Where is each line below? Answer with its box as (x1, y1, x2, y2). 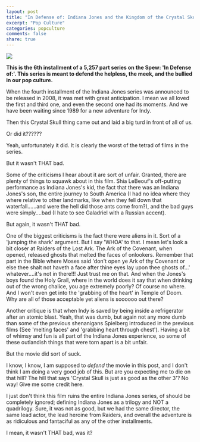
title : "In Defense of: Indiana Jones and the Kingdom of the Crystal (6, 14, 185, 20)
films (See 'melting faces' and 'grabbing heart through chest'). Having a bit (6, 326, 190, 333)
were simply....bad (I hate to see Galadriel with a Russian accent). (6, 209, 167, 216)
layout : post (6, 8, 39, 15)
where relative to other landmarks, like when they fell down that (6, 197, 162, 203)
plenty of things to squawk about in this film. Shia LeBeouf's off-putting (6, 178, 182, 185)
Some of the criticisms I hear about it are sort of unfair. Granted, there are (6, 171, 186, 178)
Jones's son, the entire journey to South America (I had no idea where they (6, 190, 190, 197)
